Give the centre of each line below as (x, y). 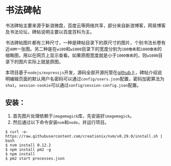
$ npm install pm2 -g (28, 150)
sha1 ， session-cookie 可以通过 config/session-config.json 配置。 (73, 85)
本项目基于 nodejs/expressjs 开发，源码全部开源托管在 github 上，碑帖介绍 (81, 72)
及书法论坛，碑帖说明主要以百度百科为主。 (50, 31)
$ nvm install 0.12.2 (28, 145)
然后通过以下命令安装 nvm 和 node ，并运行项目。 (61, 122)
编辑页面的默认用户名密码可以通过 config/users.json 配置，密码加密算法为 (87, 79)
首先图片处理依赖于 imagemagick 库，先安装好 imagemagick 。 (74, 116)
